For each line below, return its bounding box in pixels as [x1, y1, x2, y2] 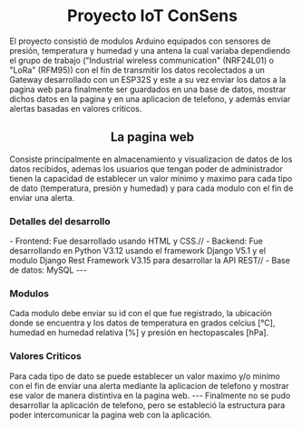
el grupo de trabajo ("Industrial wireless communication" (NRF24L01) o [9, 55, 275, 65]
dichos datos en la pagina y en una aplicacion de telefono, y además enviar [9, 93, 291, 105]
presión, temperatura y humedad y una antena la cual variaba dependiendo [9, 45, 291, 55]
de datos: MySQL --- [9, 264, 88, 275]
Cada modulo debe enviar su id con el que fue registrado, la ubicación [9, 308, 272, 319]
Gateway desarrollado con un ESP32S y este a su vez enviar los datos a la [9, 74, 287, 85]
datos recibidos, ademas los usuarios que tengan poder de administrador [9, 163, 284, 174]
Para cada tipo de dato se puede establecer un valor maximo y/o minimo [9, 370, 281, 382]
